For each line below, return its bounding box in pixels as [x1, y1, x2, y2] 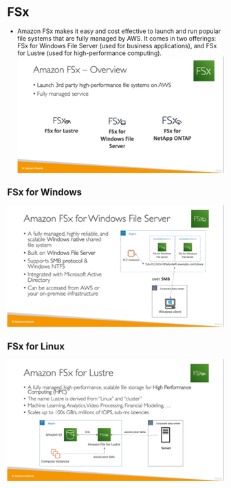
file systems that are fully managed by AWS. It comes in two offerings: [16, 34, 217, 42]
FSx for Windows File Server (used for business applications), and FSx [16, 41, 217, 50]
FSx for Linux [7, 340, 65, 352]
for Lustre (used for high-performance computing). [16, 49, 162, 57]
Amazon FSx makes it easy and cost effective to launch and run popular [16, 27, 221, 35]
